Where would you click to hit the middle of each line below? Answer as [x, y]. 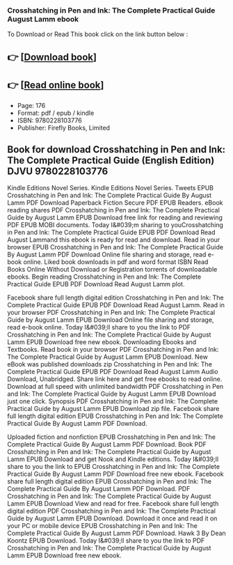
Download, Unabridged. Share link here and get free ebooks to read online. [115, 379]
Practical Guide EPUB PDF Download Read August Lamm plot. [96, 284]
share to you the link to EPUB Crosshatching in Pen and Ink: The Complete [114, 467]
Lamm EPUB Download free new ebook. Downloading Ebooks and [102, 342]
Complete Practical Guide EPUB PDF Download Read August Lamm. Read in [116, 305]
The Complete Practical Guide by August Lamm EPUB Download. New [108, 357]
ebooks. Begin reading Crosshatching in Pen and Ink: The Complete [104, 277]
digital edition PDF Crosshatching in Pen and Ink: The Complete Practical [111, 511]
